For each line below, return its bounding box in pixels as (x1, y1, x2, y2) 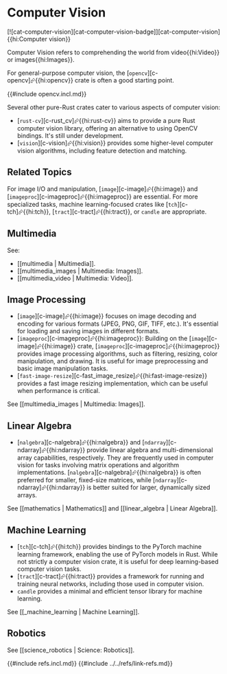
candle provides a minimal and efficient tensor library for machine (16, 587, 202, 595)
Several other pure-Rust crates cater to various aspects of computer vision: (7, 103, 221, 111)
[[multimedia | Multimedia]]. (16, 259, 96, 267)
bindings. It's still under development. (16, 131, 123, 139)
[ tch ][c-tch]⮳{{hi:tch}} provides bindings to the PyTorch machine (16, 543, 202, 550)
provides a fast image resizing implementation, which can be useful (16, 379, 208, 387)
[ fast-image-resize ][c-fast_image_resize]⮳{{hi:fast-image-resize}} (16, 372, 208, 380)
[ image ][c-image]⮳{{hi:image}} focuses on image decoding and (16, 312, 197, 320)
